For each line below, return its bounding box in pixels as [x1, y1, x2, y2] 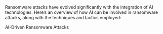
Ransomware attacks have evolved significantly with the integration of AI [5, 4, 153, 10]
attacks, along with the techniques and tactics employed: [5, 15, 122, 20]
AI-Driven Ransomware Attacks [5, 24, 69, 30]
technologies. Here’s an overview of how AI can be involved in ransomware [5, 9, 158, 15]
